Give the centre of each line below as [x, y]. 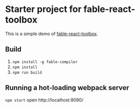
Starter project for [43, 9]
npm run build [27, 72]
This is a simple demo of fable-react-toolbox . [52, 33]
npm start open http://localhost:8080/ [44, 100]
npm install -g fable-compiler [45, 62]
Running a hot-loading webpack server [67, 88]
